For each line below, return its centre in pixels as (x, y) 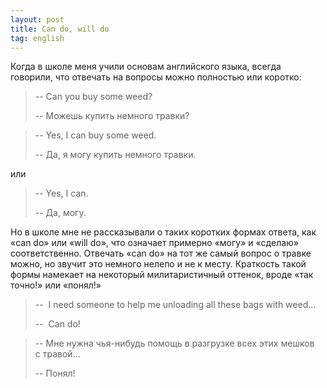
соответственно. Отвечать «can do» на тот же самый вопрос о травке (161, 253)
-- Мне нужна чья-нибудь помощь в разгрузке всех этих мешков (174, 343)
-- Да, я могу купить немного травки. (115, 155)
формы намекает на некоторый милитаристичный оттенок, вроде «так (162, 275)
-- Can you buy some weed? (93, 97)
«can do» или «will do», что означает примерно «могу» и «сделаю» (155, 243)
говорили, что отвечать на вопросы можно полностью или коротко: (156, 77)
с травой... (57, 354)
